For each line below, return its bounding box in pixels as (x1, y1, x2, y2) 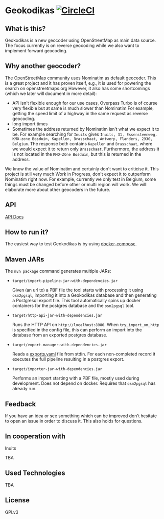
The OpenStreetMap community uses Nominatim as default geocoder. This (5, 75, 157, 81)
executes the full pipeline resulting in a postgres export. (12, 356, 125, 362)
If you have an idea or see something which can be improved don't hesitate (5, 413, 157, 419)
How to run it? (5, 228, 49, 236)
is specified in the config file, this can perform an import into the (12, 327, 142, 333)
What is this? (5, 24, 46, 33)
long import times (12, 120, 48, 127)
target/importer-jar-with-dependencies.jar (12, 367, 103, 372)
